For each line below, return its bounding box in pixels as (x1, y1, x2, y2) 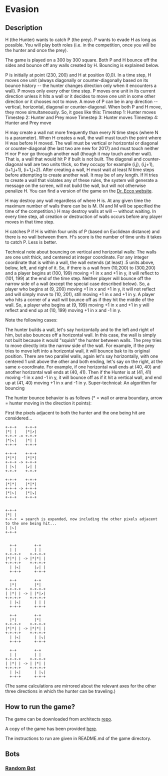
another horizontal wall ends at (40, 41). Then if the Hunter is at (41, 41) (5, 369, 151, 375)
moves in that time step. (5, 219, 55, 224)
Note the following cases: (5, 317, 58, 323)
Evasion (5, 3, 39, 15)
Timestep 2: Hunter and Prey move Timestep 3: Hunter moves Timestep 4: (5, 114, 158, 120)
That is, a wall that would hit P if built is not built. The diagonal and (5, 156, 141, 162)
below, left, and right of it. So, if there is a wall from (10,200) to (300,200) (5, 265, 156, 270)
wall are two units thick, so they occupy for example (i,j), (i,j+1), (24, 161, 154, 167)
